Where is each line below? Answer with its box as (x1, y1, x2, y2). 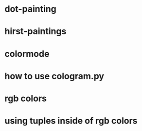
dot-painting (4, 3, 56, 15)
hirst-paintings (4, 26, 67, 37)
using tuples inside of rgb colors (4, 115, 138, 127)
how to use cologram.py (4, 70, 105, 82)
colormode (4, 48, 50, 59)
